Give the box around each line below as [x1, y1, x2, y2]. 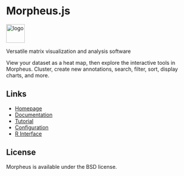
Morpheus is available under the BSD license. [6, 163, 118, 170]
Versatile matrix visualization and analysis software [6, 48, 131, 55]
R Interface [14, 130, 42, 137]
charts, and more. [6, 71, 49, 78]
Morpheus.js [6, 4, 71, 18]
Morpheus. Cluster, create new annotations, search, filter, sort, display [6, 65, 178, 73]
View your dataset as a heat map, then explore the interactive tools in [6, 59, 176, 66]
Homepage [14, 105, 43, 112]
